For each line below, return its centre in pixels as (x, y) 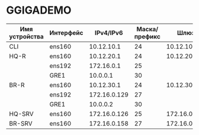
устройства (27, 36)
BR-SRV (21, 123)
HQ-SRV (21, 114)
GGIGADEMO (39, 10)
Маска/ (147, 29)
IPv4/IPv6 (109, 33)
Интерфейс (66, 33)
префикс (147, 36)
